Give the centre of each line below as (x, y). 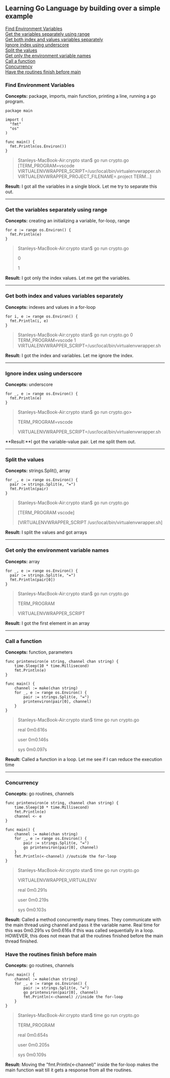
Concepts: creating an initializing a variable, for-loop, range (68, 221)
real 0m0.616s (32, 730)
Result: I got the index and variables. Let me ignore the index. (70, 355)
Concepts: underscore (29, 384)
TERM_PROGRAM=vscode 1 (47, 340)
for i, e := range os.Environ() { (42, 316)
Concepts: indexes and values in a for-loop (51, 307)
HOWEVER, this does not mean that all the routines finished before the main (84, 936)
